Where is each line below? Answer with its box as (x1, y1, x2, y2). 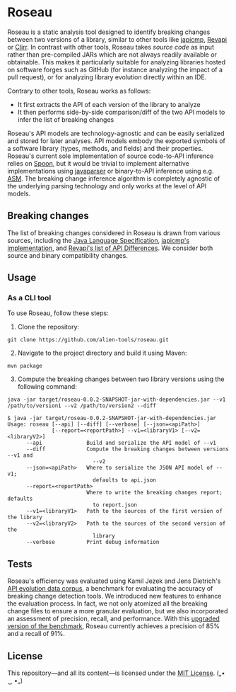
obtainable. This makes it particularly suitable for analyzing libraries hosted (7, 57, 226, 66)
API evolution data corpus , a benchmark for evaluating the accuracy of (7, 584, 213, 593)
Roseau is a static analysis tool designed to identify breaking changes (7, 28, 211, 36)
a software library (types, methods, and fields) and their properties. (7, 144, 203, 152)
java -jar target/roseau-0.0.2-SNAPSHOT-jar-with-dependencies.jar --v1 (7, 396, 226, 404)
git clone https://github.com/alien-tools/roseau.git (7, 336, 170, 344)
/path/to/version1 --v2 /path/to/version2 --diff (7, 402, 157, 409)
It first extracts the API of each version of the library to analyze (17, 100, 201, 108)
